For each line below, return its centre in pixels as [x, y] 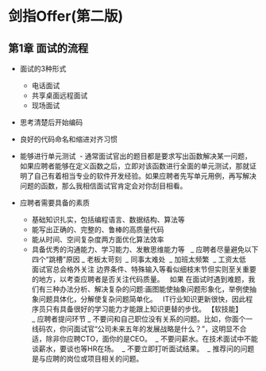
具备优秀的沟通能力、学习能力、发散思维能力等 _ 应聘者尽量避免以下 [145, 249]
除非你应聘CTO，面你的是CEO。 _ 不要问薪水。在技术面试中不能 [152, 339]
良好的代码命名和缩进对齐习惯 [68, 139]
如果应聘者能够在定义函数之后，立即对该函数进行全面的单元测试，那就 [135, 166]
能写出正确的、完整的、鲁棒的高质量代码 [98, 230]
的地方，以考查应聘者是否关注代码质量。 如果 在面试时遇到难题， [140, 279]
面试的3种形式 [43, 69]
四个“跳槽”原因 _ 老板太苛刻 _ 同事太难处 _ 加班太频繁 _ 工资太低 [139, 259]
